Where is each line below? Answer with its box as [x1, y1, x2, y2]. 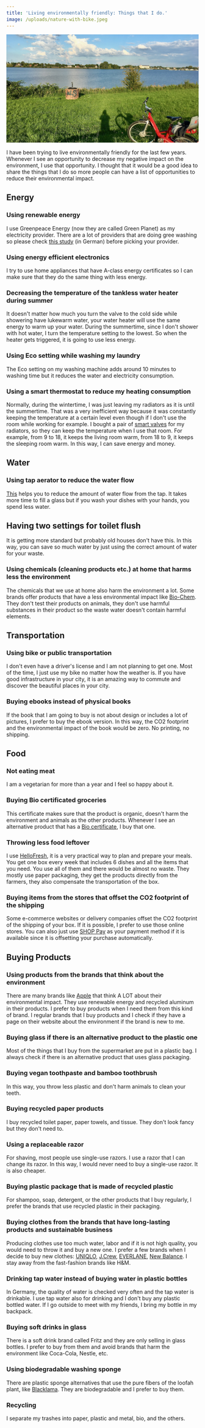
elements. [6, 612, 32, 620]
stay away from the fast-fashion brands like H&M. [6, 1259, 131, 1266]
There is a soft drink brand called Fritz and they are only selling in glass [6, 1337, 186, 1344]
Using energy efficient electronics [6, 253, 110, 261]
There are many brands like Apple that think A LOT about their [6, 991, 162, 999]
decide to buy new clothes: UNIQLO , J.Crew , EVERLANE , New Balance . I [6, 1252, 187, 1260]
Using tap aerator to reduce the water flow [6, 476, 134, 484]
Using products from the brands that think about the [6, 970, 164, 979]
